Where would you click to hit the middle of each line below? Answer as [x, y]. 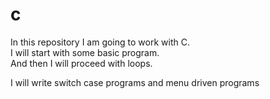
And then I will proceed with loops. [81, 63]
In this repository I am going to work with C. [100, 42]
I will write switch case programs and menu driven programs [135, 82]
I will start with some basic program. [85, 52]
